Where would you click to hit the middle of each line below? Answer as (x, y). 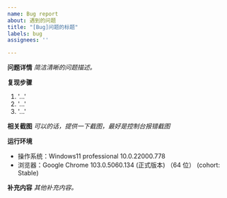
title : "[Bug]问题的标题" (43, 27)
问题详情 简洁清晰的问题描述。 (52, 67)
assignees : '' (28, 40)
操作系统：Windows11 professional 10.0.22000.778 (92, 156)
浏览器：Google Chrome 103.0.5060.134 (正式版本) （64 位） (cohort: (119, 165)
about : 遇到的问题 (32, 21)
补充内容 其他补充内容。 (42, 187)
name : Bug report (33, 14)
